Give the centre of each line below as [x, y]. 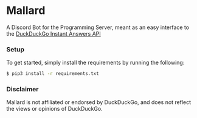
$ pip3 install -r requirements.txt [53, 74]
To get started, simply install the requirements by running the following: [95, 63]
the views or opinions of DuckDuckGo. [55, 109]
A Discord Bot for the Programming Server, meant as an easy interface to [98, 27]
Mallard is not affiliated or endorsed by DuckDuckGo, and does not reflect [99, 102]
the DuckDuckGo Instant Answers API [54, 33]
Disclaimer [22, 90]
